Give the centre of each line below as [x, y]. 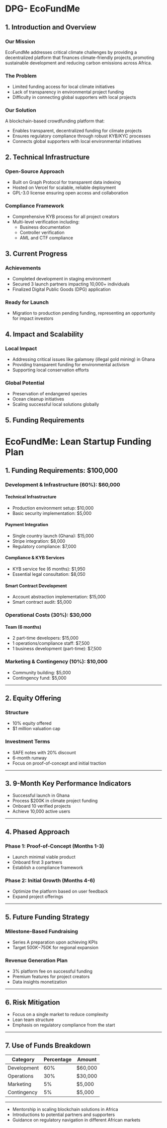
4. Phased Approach [38, 832]
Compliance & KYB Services [35, 558]
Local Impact [21, 348]
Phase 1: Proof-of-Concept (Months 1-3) [55, 846]
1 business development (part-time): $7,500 [57, 649]
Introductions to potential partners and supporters [64, 1115]
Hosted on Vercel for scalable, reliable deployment [64, 187]
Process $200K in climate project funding [55, 801]
